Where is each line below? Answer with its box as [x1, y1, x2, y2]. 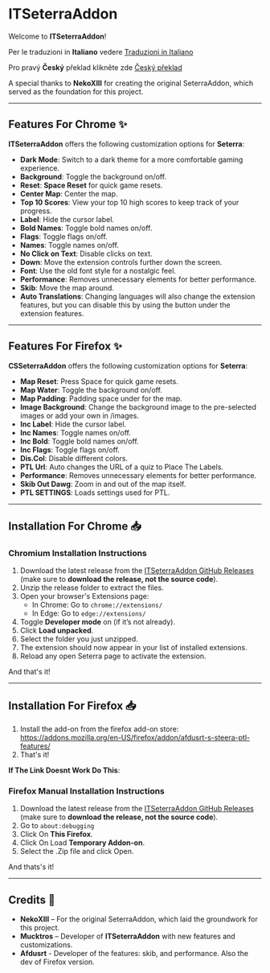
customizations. [19, 940, 73, 950]
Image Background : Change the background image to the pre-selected [19, 402, 257, 411]
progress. [19, 206, 52, 216]
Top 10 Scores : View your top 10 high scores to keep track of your [19, 197, 239, 207]
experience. [19, 163, 60, 173]
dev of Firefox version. [19, 957, 95, 967]
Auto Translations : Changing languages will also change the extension [19, 291, 256, 301]
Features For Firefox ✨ [8, 340, 123, 353]
